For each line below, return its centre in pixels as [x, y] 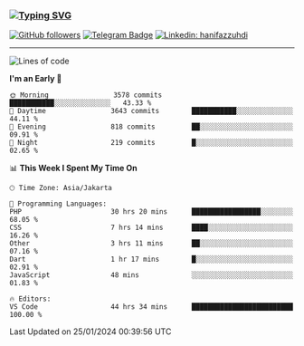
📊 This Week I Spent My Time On [73, 168]
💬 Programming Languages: [58, 204]
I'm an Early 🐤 [36, 79]
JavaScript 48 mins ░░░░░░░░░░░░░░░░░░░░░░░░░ [152, 275]
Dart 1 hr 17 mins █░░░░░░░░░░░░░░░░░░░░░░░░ [152, 259]
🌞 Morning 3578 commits [86, 95]
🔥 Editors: [30, 299]
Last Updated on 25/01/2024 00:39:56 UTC [90, 332]
